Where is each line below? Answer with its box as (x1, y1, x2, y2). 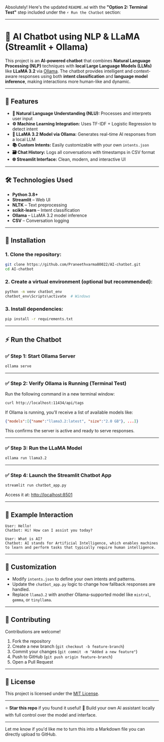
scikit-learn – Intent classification (12, 207, 80, 213)
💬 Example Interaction (5, 511, 73, 519)
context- (133, 68, 151, 74)
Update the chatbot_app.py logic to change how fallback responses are (12, 581, 155, 587)
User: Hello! (5, 523, 32, 528)
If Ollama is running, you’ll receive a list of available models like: (5, 409, 133, 415)
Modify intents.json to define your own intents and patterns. (12, 576, 136, 582)
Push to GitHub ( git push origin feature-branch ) (12, 654, 113, 660)
